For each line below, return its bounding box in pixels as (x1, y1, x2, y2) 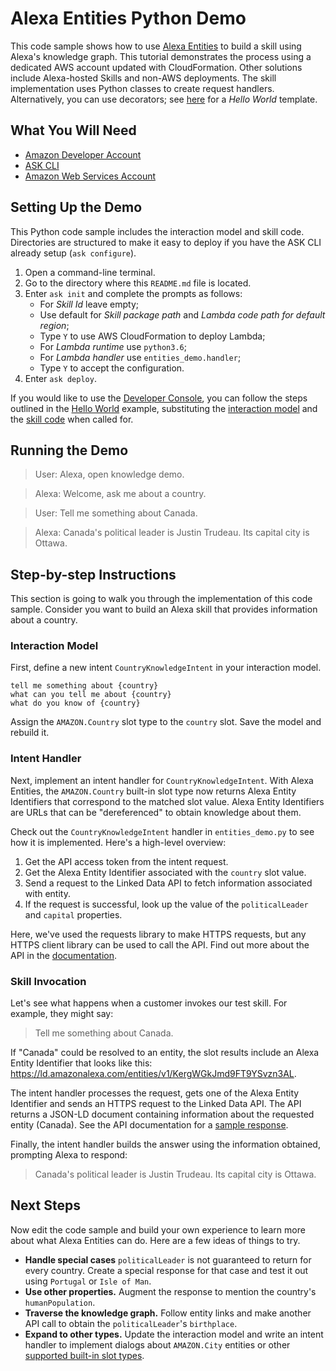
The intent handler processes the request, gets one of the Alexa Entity (10, 1087, 300, 1099)
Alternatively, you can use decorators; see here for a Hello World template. (10, 93, 318, 105)
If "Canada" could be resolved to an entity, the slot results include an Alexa (10, 1047, 320, 1059)
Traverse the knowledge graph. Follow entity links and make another (24, 1307, 312, 1319)
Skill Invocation (10, 974, 87, 988)
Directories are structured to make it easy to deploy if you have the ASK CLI (10, 236, 322, 248)
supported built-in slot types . (24, 1349, 145, 1361)
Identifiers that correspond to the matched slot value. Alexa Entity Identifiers (10, 795, 325, 807)
